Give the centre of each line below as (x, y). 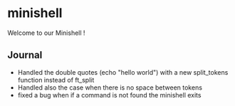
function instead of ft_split (56, 80)
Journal (25, 55)
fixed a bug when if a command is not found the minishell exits (109, 95)
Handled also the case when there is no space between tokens (110, 88)
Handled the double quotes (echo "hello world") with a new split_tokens (123, 72)
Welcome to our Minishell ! (46, 33)
